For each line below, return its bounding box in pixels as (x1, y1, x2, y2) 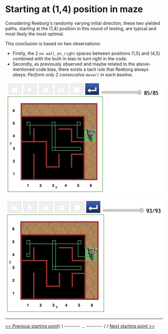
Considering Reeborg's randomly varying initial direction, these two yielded (5, 20, 160, 26)
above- (135, 61, 151, 67)
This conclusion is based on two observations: (5, 40, 101, 46)
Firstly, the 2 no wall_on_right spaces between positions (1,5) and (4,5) (12, 50, 160, 56)
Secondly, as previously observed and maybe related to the (12, 61, 135, 67)
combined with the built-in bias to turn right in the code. (12, 55, 127, 61)
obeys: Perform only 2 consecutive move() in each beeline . (12, 71, 133, 77)
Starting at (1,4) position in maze (5, 4, 143, 15)
